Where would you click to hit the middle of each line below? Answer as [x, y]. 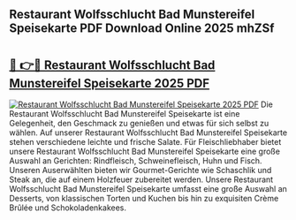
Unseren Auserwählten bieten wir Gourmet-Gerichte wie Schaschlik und [140, 170]
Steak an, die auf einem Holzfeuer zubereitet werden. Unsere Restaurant [141, 179]
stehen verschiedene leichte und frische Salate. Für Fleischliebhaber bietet [145, 142]
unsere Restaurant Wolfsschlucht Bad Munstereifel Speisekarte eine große [145, 151]
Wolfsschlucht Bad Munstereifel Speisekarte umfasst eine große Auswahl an [148, 189]
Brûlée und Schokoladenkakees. [68, 208]
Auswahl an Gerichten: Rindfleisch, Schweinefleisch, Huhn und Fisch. [136, 161]
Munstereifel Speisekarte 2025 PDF [110, 83]
